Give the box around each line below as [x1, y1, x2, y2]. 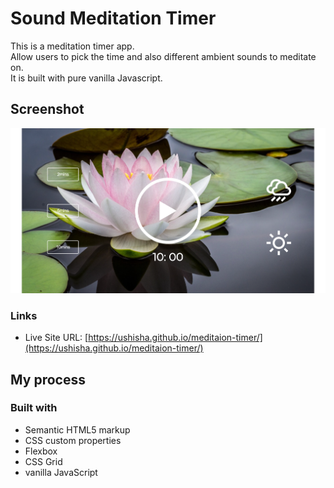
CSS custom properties [24, 434, 122, 446]
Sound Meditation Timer [10, 7, 217, 30]
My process [10, 371, 86, 388]
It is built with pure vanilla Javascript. [10, 72, 163, 84]
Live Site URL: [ [24, 332, 89, 344]
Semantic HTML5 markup [24, 423, 131, 436]
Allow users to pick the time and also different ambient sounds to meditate [10, 50, 317, 62]
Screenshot [10, 101, 85, 118]
